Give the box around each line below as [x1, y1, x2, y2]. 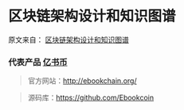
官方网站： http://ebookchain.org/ [27, 76, 137, 85]
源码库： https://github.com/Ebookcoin [27, 93, 154, 103]
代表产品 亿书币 [8, 56, 68, 67]
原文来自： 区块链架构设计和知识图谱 [8, 35, 129, 44]
